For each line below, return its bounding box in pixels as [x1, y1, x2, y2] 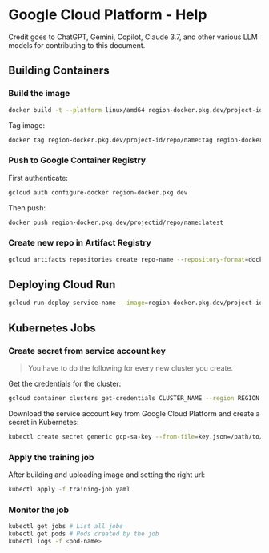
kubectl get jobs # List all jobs [8, 523, 124, 531]
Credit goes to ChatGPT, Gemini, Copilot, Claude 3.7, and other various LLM [8, 32, 258, 42]
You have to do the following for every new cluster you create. [27, 363, 234, 373]
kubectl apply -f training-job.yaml [8, 486, 130, 494]
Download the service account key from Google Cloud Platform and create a [8, 408, 260, 418]
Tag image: [8, 120, 46, 130]
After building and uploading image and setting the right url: [8, 470, 206, 479]
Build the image [8, 88, 70, 99]
